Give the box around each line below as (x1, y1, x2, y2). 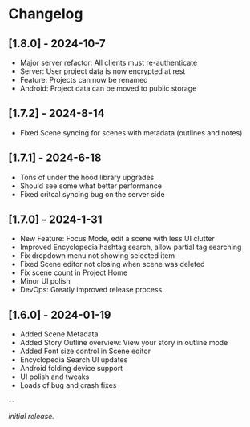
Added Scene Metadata (19, 329, 99, 339)
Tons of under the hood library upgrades (19, 172, 155, 182)
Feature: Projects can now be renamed (19, 75, 148, 84)
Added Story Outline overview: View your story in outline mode (19, 338, 228, 348)
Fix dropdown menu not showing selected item (19, 251, 175, 260)
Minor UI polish (19, 276, 71, 286)
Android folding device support (19, 364, 123, 373)
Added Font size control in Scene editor (19, 346, 151, 357)
